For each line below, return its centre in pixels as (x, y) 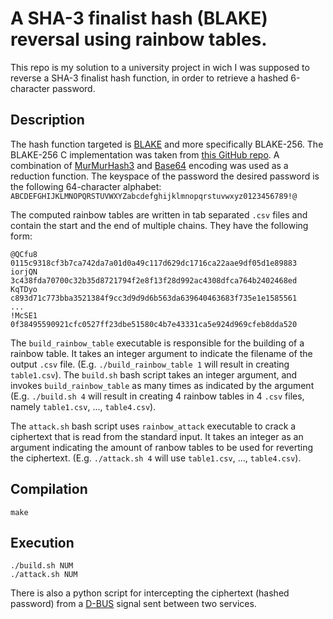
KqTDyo (24, 289)
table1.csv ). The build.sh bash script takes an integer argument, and (154, 374)
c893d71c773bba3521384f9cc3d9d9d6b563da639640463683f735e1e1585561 (154, 298)
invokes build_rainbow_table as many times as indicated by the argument (162, 385)
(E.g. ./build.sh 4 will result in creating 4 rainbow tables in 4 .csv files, (157, 396)
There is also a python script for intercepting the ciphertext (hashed (150, 593)
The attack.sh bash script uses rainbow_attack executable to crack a (153, 426)
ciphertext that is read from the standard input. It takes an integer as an (157, 436)
